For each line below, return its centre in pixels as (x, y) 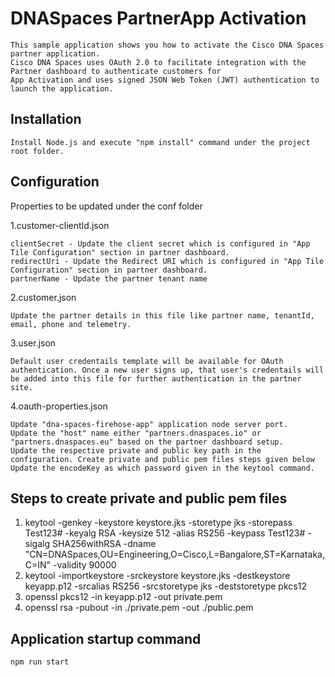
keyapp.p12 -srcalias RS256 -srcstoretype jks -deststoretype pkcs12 (165, 586)
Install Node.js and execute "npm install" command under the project (160, 142)
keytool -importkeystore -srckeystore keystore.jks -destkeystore (157, 576)
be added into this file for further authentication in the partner (156, 378)
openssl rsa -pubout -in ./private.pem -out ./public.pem (139, 608)
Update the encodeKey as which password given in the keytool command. (162, 468)
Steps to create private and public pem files (149, 498)
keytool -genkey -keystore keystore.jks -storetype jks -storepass (158, 523)
